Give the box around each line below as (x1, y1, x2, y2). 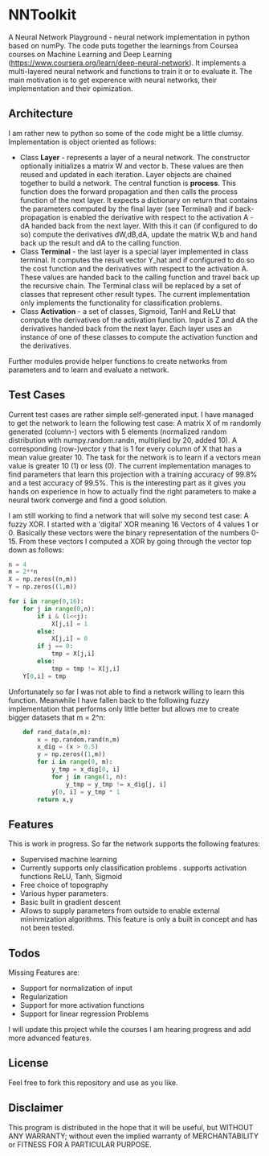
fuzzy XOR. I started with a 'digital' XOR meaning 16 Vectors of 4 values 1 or (8, 519, 259, 529)
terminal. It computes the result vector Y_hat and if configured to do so (19, 255, 255, 265)
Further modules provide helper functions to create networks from (8, 356, 228, 365)
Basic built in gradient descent (19, 898, 121, 907)
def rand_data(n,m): (22, 728, 92, 736)
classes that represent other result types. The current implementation (19, 289, 251, 299)
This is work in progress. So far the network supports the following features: (8, 839, 261, 848)
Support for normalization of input (19, 984, 132, 993)
